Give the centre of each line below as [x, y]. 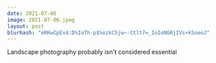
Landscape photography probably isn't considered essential [92, 52]
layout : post [26, 26]
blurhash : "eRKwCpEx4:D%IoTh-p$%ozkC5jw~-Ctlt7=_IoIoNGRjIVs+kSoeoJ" [109, 33]
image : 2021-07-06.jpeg [41, 20]
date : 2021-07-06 [32, 13]
